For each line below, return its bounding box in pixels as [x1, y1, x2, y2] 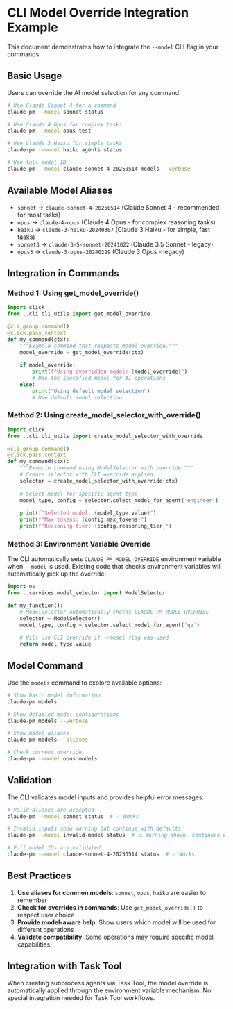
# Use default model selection [32, 394, 123, 401]
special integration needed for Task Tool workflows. [7, 993, 155, 1001]
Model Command [7, 660, 83, 672]
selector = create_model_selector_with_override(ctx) [19, 477, 178, 484]
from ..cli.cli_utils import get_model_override [7, 310, 150, 317]
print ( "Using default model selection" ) [32, 387, 150, 394]
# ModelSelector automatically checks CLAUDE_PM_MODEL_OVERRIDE [19, 608, 209, 615]
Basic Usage [7, 70, 62, 82]
